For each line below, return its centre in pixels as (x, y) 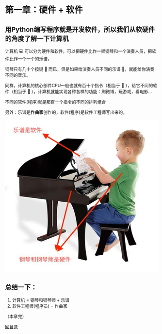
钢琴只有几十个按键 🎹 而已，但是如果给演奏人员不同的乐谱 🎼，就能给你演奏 (80, 69)
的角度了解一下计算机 (37, 39)
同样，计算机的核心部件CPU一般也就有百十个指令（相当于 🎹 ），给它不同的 (79, 85)
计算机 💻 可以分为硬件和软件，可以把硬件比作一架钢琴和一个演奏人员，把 (79, 51)
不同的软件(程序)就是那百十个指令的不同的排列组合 (56, 102)
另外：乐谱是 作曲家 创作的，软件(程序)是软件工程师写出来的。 (66, 112)
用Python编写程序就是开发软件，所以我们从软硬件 (80, 29)
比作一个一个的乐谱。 (30, 59)
